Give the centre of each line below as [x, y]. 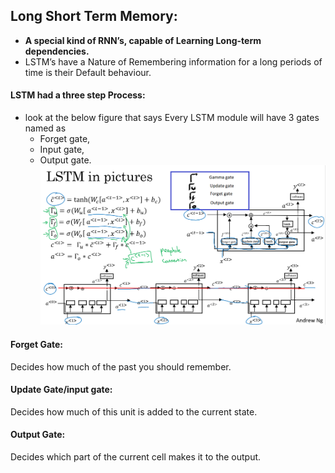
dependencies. [57, 51]
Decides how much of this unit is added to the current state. [134, 411]
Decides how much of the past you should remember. [121, 366]
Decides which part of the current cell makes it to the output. [136, 457]
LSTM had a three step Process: [78, 95]
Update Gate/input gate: [61, 390]
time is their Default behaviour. [88, 72]
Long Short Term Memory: [94, 16]
